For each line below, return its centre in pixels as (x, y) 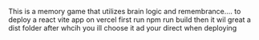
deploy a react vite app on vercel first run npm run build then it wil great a (129, 20)
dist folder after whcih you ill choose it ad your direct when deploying (123, 28)
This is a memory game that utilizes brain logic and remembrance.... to (125, 11)
